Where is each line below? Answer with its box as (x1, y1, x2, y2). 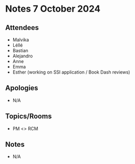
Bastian (12, 48, 29, 53)
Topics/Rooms (5, 112, 52, 121)
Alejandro (12, 53, 33, 59)
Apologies (5, 84, 38, 92)
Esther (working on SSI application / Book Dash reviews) (12, 69, 130, 75)
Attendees (5, 23, 39, 32)
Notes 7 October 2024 (5, 3, 101, 15)
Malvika (12, 37, 29, 43)
